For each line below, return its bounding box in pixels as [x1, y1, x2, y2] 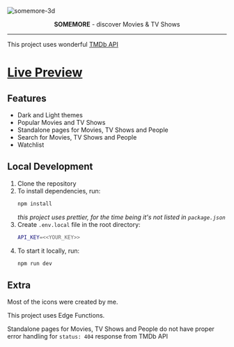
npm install [17, 200, 52, 207]
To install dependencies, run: [17, 186, 101, 195]
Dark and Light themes [17, 111, 84, 119]
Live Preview [7, 65, 83, 80]
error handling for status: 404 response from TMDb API [7, 332, 169, 341]
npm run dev [17, 260, 52, 267]
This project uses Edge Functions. [7, 311, 105, 320]
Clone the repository [17, 179, 77, 188]
